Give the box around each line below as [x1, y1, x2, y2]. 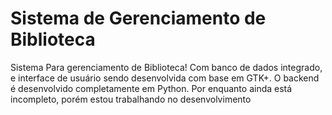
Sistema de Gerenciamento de [10, 7, 267, 30]
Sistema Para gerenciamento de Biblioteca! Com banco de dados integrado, [10, 61, 323, 73]
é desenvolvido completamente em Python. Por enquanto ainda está [10, 82, 293, 94]
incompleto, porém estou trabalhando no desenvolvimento [10, 93, 252, 105]
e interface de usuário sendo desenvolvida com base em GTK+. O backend [10, 72, 320, 84]
